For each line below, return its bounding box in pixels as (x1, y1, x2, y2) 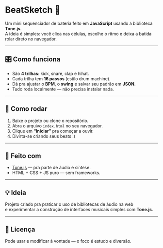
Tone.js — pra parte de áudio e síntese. (12, 165, 91, 171)
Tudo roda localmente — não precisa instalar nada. (12, 86, 114, 92)
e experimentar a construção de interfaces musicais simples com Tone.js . (5, 207, 153, 213)
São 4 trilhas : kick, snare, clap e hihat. (12, 71, 89, 76)
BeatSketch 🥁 (5, 4, 61, 16)
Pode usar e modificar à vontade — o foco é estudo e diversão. (5, 238, 132, 244)
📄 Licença (5, 225, 35, 233)
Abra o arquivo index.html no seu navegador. (12, 123, 103, 128)
